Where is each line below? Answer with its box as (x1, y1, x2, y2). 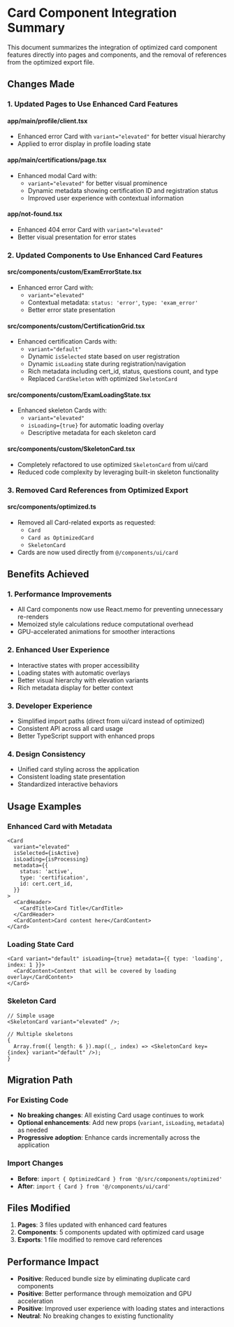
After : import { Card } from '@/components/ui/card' (17, 1182, 171, 1190)
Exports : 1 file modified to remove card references (17, 1236, 163, 1244)
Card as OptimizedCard (27, 534, 94, 541)
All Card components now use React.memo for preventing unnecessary (17, 605, 224, 614)
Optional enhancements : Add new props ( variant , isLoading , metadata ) (17, 1119, 225, 1127)
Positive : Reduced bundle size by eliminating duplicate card (17, 1274, 191, 1283)
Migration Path (7, 1074, 73, 1086)
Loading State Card (7, 939, 74, 949)
